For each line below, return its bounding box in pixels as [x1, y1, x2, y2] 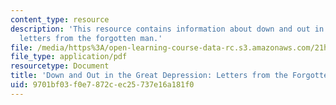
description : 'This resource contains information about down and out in [10, 24, 325, 34]
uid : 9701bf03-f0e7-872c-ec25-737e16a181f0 [10, 80, 195, 90]
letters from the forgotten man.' [19, 33, 163, 43]
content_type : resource [10, 14, 110, 25]
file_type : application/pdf [10, 52, 128, 62]
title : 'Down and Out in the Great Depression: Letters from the [10, 71, 288, 81]
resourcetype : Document [10, 61, 110, 71]
